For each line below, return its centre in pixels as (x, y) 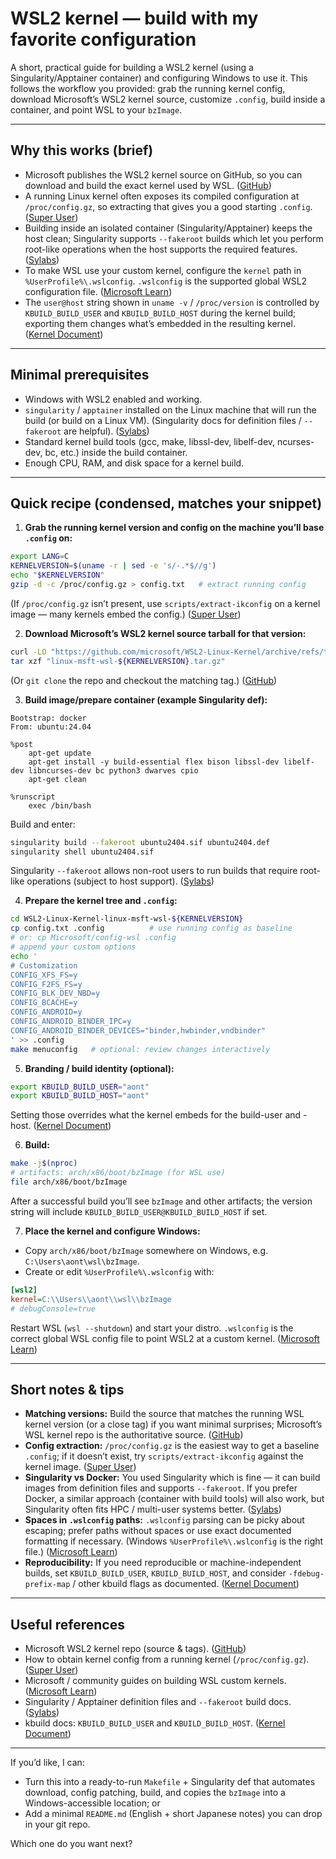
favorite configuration (103, 39)
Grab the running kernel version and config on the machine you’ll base (174, 528)
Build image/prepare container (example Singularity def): (146, 699)
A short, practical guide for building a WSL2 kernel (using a (132, 67)
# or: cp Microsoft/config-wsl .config (93, 938)
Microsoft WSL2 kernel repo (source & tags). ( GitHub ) (135, 1649)
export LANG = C (40, 557)
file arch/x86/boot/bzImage (69, 1182)
